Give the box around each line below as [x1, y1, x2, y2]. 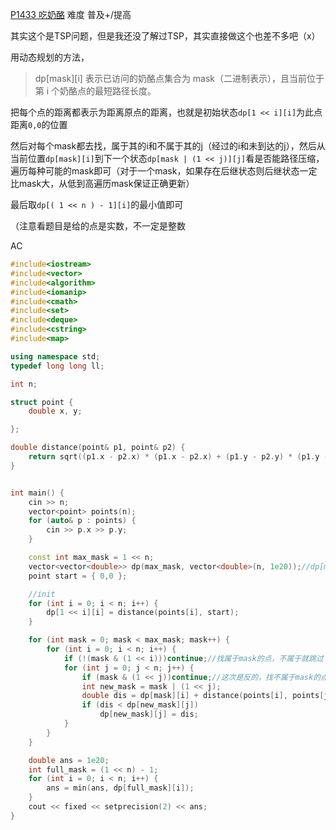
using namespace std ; [10, 351, 101, 362]
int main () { [10, 488, 65, 498]
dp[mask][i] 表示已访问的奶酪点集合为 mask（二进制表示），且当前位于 [34, 73, 325, 84]
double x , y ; [28, 406, 83, 417]
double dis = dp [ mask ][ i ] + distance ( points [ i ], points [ [81, 691, 325, 701]
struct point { [10, 397, 74, 407]
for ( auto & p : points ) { [28, 516, 137, 526]
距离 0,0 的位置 [10, 119, 68, 130]
